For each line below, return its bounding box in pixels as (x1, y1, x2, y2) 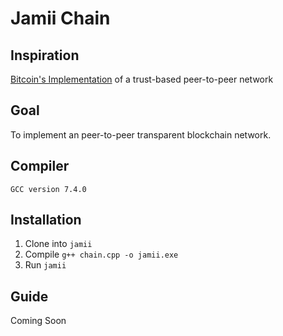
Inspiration (10, 47, 80, 64)
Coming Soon (10, 315, 67, 327)
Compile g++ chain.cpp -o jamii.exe (24, 248, 179, 261)
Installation (10, 212, 82, 229)
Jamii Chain (10, 7, 111, 30)
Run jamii (24, 259, 67, 271)
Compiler (10, 158, 70, 175)
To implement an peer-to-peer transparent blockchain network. (10, 128, 272, 141)
